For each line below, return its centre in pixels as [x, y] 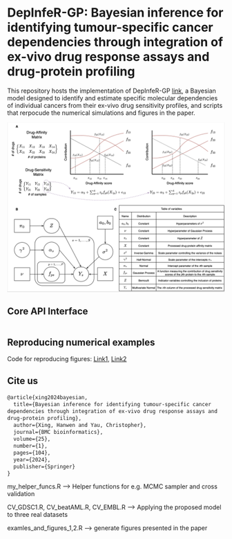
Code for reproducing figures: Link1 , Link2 [67, 359]
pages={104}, [32, 453]
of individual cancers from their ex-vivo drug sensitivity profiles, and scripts [115, 105]
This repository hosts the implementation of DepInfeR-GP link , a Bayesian [112, 91]
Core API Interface [48, 312]
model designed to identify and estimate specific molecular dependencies [113, 98]
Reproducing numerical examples [81, 342]
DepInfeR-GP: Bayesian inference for [115, 13]
